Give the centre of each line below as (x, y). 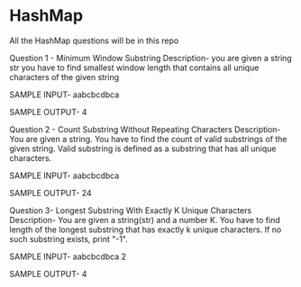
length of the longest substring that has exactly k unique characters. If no (146, 229)
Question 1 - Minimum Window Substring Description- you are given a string (151, 58)
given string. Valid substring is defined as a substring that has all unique (143, 148)
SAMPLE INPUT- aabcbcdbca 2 (68, 256)
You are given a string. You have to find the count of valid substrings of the (148, 139)
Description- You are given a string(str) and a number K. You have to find (145, 220)
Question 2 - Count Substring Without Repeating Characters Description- (145, 129)
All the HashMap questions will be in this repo (94, 40)
